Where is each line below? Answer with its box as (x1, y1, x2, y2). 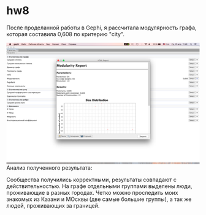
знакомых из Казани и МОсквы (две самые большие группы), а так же (6, 195, 192, 203)
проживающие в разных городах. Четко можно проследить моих (6, 189, 178, 196)
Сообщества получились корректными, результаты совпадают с (6, 176, 177, 183)
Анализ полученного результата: (6, 164, 93, 172)
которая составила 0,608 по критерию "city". (6, 30, 124, 37)
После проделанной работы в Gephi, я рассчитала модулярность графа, (6, 24, 197, 31)
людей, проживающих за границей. (6, 202, 100, 209)
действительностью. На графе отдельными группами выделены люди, (6, 182, 193, 190)
